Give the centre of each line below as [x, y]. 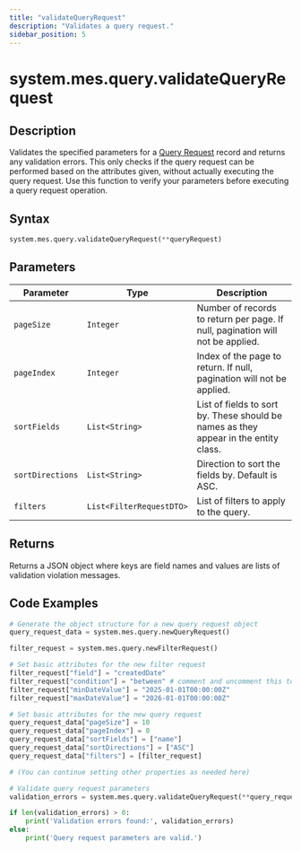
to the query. [224, 512]
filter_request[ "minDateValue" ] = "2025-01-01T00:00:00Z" [120, 689]
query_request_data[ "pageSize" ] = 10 [80, 723]
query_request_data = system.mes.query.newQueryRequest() [120, 632]
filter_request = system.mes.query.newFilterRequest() [114, 649]
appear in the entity [238, 438]
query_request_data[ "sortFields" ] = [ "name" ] [95, 740]
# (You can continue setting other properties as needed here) [130, 772]
